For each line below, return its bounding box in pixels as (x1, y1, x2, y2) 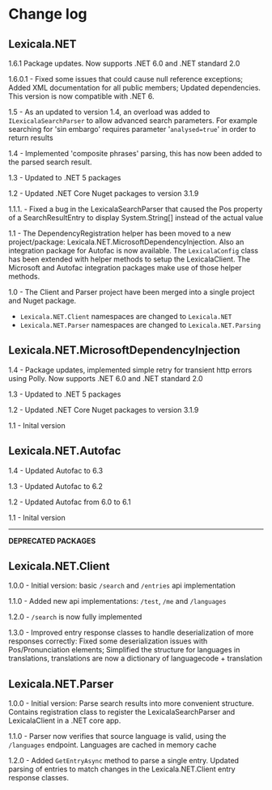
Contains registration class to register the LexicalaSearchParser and (8, 707, 236, 717)
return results (8, 133, 54, 142)
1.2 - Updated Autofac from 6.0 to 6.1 (8, 497, 131, 507)
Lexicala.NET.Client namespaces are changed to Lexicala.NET (19, 312, 232, 321)
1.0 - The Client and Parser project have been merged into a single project (8, 287, 255, 296)
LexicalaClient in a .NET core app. (8, 716, 121, 725)
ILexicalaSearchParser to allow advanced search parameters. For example (8, 116, 257, 125)
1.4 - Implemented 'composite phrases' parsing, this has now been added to (8, 149, 262, 158)
